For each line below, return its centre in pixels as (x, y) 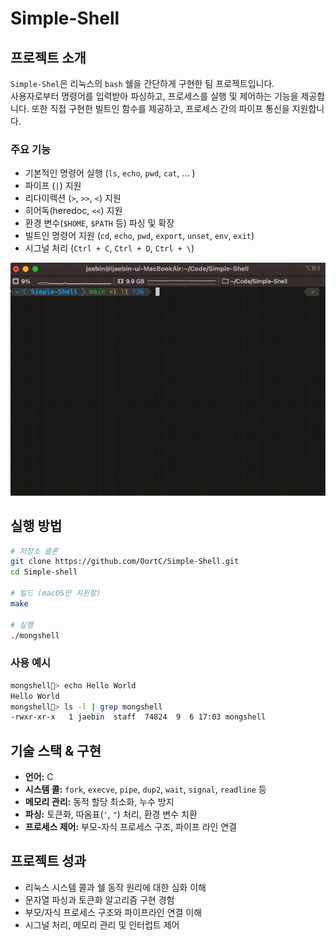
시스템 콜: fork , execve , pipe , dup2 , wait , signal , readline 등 (145, 789)
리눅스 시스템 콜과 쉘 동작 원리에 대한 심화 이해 (115, 887)
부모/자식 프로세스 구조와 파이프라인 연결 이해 (113, 912)
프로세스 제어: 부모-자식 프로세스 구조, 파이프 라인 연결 (131, 827)
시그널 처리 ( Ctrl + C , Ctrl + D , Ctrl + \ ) (109, 248)
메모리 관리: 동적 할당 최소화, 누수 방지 (99, 802)
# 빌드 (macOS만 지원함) (56, 593)
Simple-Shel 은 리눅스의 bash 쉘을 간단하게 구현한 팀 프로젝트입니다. (142, 83)
